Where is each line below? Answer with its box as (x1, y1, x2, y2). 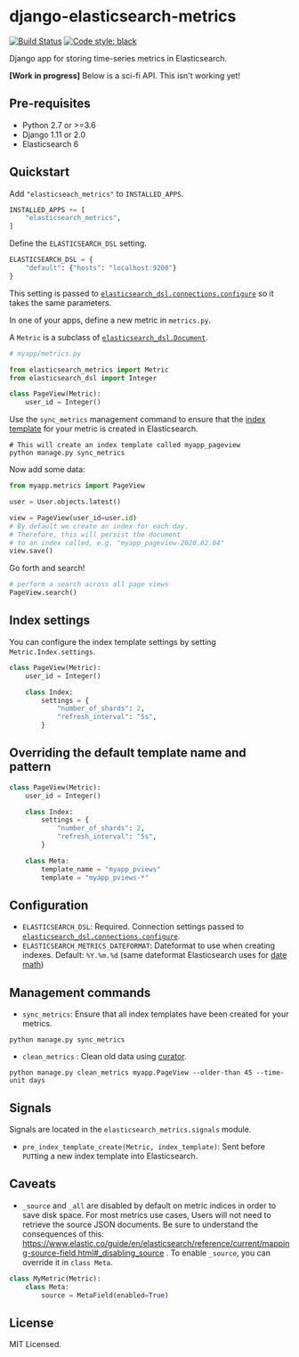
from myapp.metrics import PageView (9, 481, 145, 491)
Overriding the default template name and (9, 746, 246, 761)
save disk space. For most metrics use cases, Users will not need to (21, 1209, 271, 1220)
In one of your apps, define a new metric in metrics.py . (9, 315, 212, 325)
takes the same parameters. (9, 297, 112, 308)
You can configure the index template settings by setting (9, 636, 216, 647)
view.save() (9, 546, 53, 556)
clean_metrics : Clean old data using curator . (21, 1051, 187, 1062)
